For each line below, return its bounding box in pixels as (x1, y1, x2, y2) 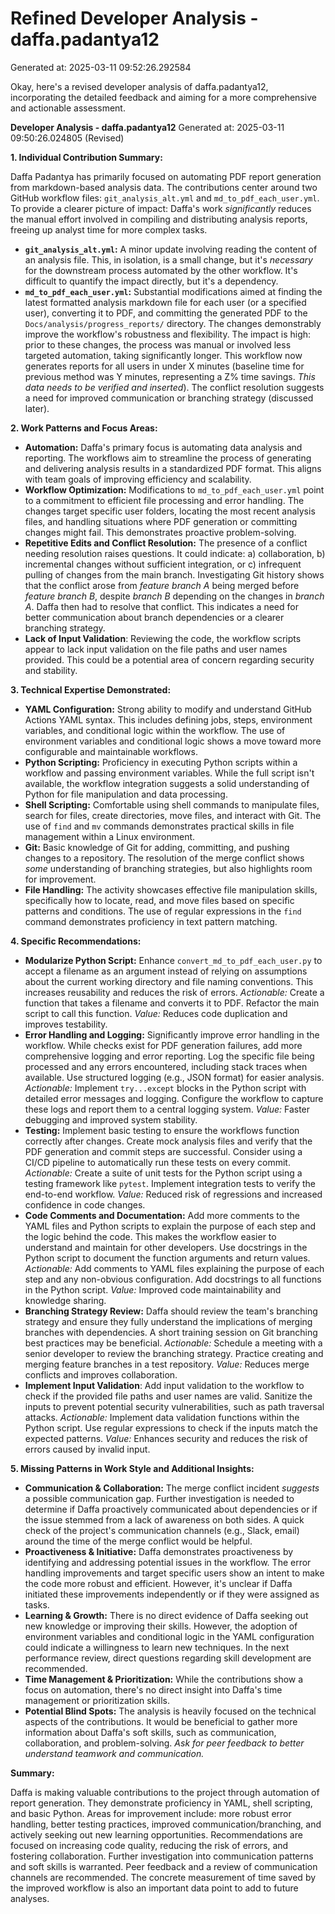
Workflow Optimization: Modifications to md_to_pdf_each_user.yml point (24, 483, 325, 496)
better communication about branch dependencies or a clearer (24, 611, 285, 623)
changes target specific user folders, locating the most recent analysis (24, 505, 316, 517)
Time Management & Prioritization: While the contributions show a (24, 1673, 304, 1685)
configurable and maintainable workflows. (24, 745, 198, 757)
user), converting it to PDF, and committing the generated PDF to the (24, 307, 308, 319)
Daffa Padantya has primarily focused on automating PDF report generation (10, 170, 322, 182)
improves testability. (24, 1018, 108, 1030)
